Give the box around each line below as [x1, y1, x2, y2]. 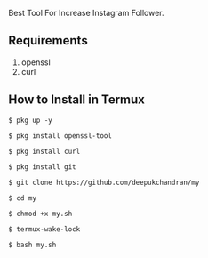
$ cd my [8, 193, 37, 203]
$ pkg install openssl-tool [8, 131, 113, 141]
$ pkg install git [8, 162, 76, 172]
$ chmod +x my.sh [8, 209, 73, 218]
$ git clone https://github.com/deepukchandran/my [8, 178, 200, 187]
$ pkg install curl [8, 147, 81, 156]
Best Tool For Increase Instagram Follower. [8, 8, 164, 18]
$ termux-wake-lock [8, 224, 81, 234]
